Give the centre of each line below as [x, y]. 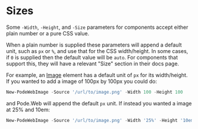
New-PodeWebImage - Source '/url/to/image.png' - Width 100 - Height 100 [95, 92]
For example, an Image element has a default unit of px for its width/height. [97, 75]
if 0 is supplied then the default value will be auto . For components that [92, 57]
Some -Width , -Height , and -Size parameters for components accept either [97, 27]
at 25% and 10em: [28, 110]
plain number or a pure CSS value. [48, 33]
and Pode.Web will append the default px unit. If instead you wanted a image [99, 103]
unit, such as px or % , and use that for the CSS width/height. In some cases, [97, 51]
